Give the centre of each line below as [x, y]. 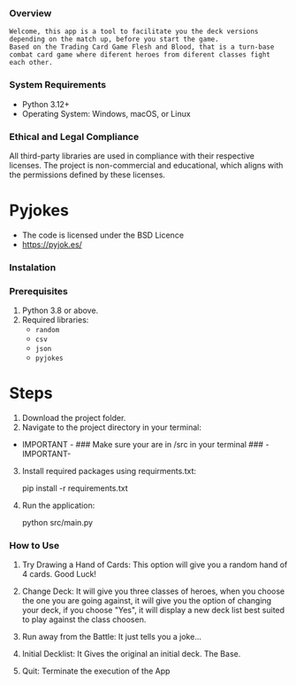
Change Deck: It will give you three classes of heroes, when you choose [153, 591]
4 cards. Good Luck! [59, 574]
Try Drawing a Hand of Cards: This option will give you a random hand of [155, 564]
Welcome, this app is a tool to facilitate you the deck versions [134, 32]
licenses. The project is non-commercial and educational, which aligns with [146, 165]
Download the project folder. [74, 417]
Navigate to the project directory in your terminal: [111, 427]
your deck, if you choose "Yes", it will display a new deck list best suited [153, 611]
